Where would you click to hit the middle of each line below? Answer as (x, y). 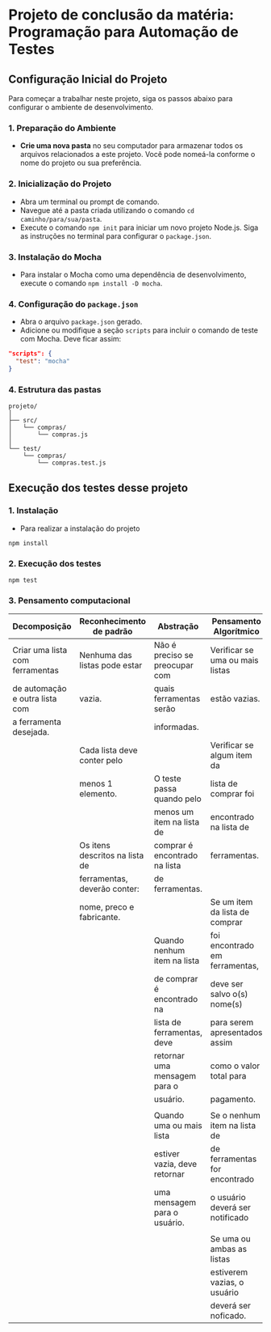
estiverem (229, 1272)
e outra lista (35, 699)
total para (228, 1076)
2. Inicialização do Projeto (60, 184)
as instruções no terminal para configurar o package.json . (116, 235)
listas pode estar (111, 665)
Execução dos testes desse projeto (98, 488)
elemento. (98, 794)
